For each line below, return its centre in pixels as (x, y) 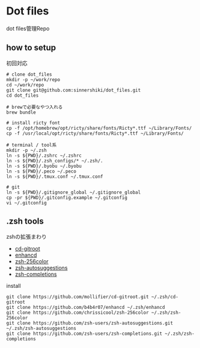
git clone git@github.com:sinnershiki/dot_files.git (74, 90)
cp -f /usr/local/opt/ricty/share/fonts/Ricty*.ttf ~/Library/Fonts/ (95, 133)
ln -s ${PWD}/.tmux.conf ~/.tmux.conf (55, 176)
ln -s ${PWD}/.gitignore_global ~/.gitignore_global (74, 192)
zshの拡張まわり (26, 236)
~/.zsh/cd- (165, 297)
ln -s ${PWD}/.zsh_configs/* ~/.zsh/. (55, 160)
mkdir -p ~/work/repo (33, 79)
